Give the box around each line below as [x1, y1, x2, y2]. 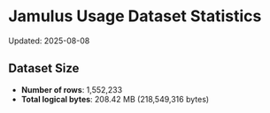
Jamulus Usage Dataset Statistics [8, 6, 262, 26]
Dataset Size [8, 61, 80, 76]
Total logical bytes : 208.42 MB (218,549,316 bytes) [20, 94, 210, 104]
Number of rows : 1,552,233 [20, 84, 123, 94]
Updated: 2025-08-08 [8, 35, 90, 46]
